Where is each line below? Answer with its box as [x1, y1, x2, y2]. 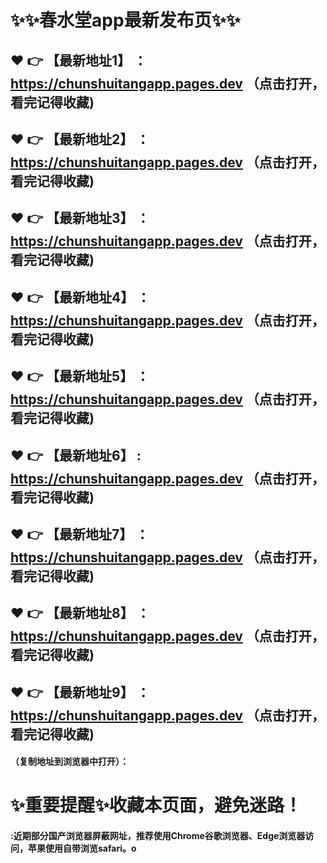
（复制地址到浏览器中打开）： [10, 756, 129, 768]
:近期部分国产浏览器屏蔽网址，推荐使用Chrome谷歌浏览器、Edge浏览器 [10, 830, 306, 842]
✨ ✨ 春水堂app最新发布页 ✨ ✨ [10, 9, 241, 32]
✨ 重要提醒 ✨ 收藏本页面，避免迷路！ [10, 794, 303, 817]
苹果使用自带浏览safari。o [27, 842, 137, 855]
